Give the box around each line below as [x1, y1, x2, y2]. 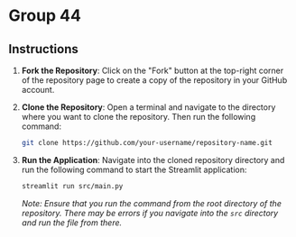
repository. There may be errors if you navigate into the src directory [21, 207, 279, 218]
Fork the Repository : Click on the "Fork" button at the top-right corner [21, 65, 284, 76]
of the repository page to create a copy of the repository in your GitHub [21, 75, 288, 86]
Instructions [8, 41, 79, 57]
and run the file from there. [21, 217, 123, 228]
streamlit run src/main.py [21, 181, 124, 190]
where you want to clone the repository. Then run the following [21, 112, 256, 122]
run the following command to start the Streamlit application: [21, 164, 247, 175]
